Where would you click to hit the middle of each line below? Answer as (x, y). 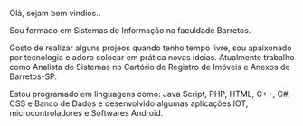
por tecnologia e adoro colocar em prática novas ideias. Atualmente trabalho (152, 57)
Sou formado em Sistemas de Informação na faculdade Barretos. (130, 30)
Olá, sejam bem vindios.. (55, 13)
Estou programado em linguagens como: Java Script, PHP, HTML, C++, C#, (150, 94)
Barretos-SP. (33, 76)
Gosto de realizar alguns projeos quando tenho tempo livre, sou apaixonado (151, 48)
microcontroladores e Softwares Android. (86, 113)
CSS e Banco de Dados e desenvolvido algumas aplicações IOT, (129, 103)
